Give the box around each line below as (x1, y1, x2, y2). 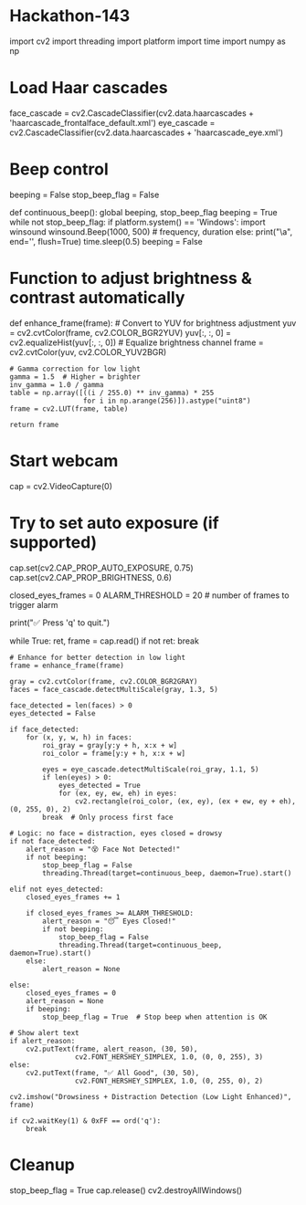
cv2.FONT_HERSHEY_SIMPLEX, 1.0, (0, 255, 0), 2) (74, 1076, 263, 1085)
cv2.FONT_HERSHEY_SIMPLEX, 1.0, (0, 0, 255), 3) (74, 1052, 263, 1062)
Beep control (9, 159, 109, 180)
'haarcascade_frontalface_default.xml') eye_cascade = (9, 117, 216, 128)
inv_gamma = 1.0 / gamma (9, 380, 104, 389)
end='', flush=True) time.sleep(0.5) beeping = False (9, 236, 203, 246)
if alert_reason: (9, 1036, 76, 1045)
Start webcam (9, 450, 119, 471)
